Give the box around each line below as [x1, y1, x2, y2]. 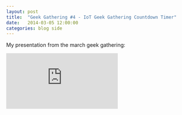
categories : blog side [6, 25, 62, 31]
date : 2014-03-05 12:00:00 [6, 20, 79, 25]
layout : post [6, 8, 39, 15]
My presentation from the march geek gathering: [6, 41, 126, 49]
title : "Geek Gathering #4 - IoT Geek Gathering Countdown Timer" [6, 14, 177, 20]
